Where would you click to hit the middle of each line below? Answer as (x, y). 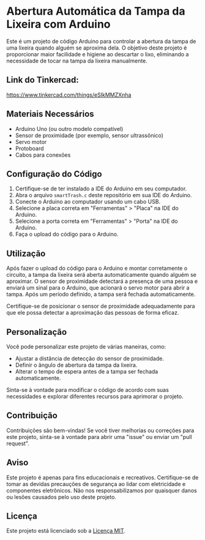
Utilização (26, 253)
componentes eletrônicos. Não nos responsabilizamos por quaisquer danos (102, 490)
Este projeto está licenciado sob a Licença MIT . (66, 531)
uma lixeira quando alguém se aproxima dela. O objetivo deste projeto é (97, 48)
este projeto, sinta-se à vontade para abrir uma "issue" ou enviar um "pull (99, 437)
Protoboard (29, 148)
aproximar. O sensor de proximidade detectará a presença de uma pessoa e (102, 281)
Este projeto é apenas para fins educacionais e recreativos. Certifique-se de (102, 477)
